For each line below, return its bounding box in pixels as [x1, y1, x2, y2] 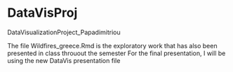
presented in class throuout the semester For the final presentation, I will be [7, 49, 226, 57]
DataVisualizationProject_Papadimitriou [7, 28, 121, 36]
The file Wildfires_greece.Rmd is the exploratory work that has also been [7, 41, 218, 50]
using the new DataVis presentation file [7, 56, 121, 64]
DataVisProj [7, 5, 78, 21]
